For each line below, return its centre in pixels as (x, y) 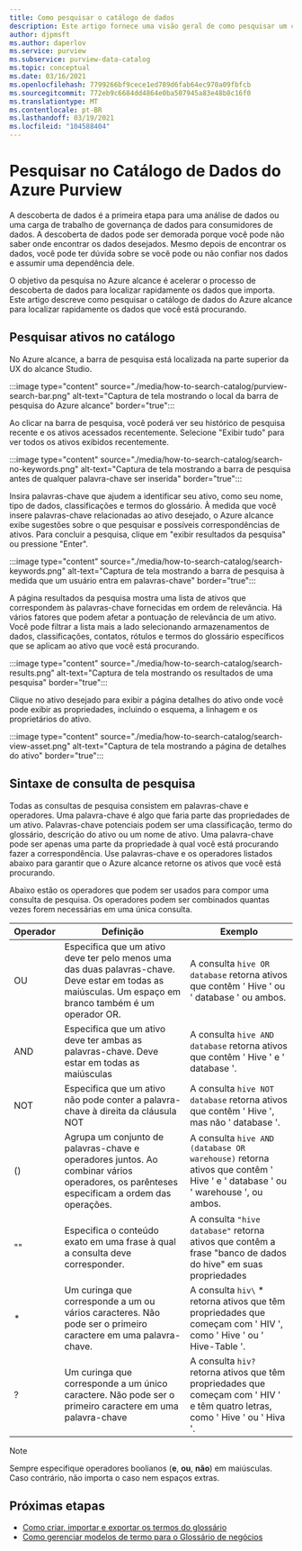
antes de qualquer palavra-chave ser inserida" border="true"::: (126, 478)
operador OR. (93, 1014)
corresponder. (94, 1264)
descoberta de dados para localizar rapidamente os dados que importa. (142, 290)
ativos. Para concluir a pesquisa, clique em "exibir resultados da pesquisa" (147, 534)
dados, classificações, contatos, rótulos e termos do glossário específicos (147, 636)
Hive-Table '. (218, 1346)
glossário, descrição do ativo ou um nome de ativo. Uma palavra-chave (142, 834)
